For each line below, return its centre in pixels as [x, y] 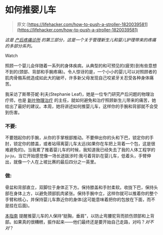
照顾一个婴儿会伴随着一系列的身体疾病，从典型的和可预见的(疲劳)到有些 [77, 66]
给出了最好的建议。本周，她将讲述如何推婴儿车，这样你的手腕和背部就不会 [79, 106]
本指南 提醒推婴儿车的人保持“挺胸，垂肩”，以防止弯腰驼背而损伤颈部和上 [78, 216]
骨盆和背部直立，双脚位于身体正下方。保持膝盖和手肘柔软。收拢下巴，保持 [79, 187]
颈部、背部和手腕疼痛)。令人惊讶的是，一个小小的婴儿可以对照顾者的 [88, 71]
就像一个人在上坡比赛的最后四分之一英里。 [56, 162]
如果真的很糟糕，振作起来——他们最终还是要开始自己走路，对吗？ [79, 222]
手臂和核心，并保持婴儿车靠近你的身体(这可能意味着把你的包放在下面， [76, 199]
